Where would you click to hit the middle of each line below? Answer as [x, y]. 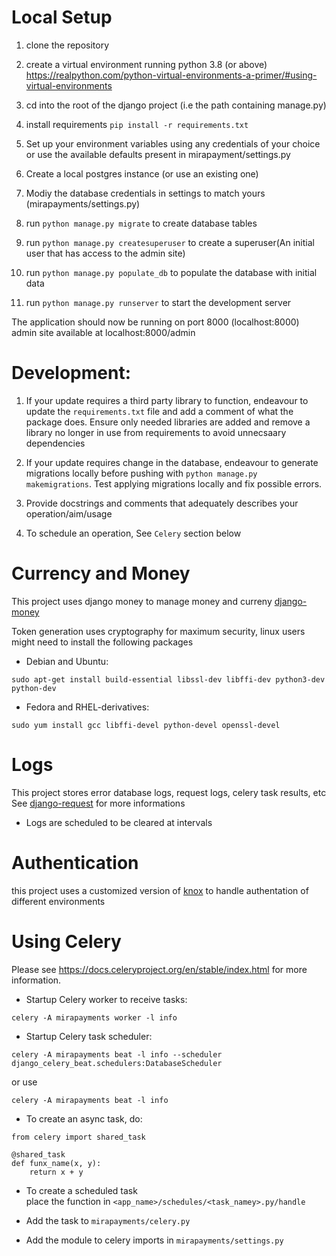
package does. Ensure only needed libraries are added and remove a [168, 422]
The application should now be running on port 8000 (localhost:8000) [155, 322]
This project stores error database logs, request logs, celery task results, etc [169, 792]
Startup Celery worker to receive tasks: [106, 999]
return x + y [56, 1172]
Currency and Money [101, 573]
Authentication [75, 862]
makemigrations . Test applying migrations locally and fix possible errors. [174, 483]
